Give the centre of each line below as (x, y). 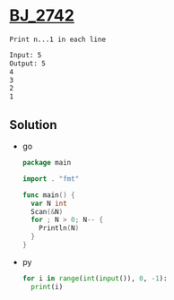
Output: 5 (28, 64)
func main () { (48, 195)
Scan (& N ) (47, 211)
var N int (49, 203)
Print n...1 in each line (57, 39)
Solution (33, 125)
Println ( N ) (59, 228)
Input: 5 (26, 55)
